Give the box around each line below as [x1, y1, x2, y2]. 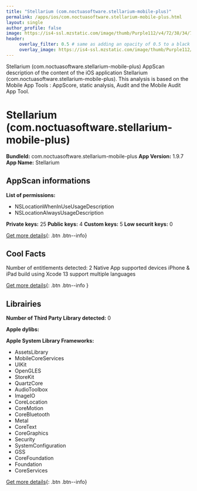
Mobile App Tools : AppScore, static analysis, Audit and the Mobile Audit [6, 82, 181, 89]
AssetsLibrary [14, 348, 49, 355]
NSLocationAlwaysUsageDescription [14, 209, 104, 216]
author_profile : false [6, 25, 62, 31]
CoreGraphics [14, 429, 49, 437]
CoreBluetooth [14, 411, 50, 418]
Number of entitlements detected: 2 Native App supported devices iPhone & [6, 265, 190, 272]
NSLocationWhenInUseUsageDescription [14, 203, 114, 210]
